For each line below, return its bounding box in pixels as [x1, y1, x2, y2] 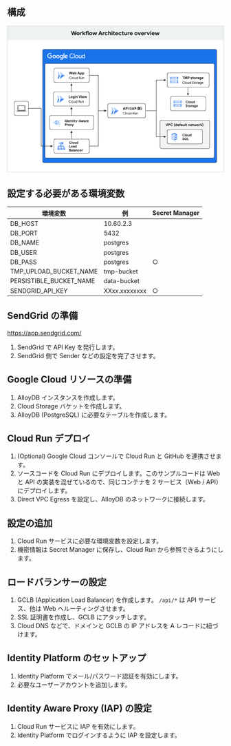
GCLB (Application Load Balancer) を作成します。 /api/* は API [16, 596, 197, 604]
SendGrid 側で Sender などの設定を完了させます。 [16, 351, 159, 360]
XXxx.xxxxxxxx [103, 287, 146, 295]
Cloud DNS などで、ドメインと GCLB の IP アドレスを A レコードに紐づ [16, 622, 219, 630]
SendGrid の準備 [7, 310, 78, 322]
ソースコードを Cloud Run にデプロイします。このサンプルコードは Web [16, 469, 220, 477]
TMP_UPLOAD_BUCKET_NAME [10, 267, 98, 276]
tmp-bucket [103, 267, 139, 276]
